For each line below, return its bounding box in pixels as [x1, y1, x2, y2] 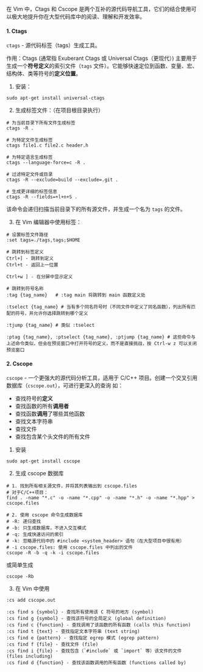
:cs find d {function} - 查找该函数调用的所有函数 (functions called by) [6, 660, 187, 666]
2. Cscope [6, 360, 33, 367]
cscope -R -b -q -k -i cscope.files [6, 550, 99, 556]
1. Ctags [6, 27, 27, 35]
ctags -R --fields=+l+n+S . [6, 194, 78, 200]
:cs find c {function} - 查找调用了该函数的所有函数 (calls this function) [6, 622, 191, 628]
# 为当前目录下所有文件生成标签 [6, 120, 76, 126]
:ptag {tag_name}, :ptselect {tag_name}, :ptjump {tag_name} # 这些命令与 [6, 334, 196, 340]
